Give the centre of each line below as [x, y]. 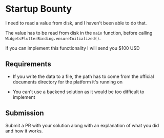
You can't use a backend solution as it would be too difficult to [78, 92]
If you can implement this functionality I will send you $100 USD [73, 48]
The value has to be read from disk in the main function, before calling [79, 33]
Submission [25, 113]
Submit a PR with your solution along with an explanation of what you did [82, 125]
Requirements [28, 64]
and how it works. [24, 131]
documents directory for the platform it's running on [68, 81]
